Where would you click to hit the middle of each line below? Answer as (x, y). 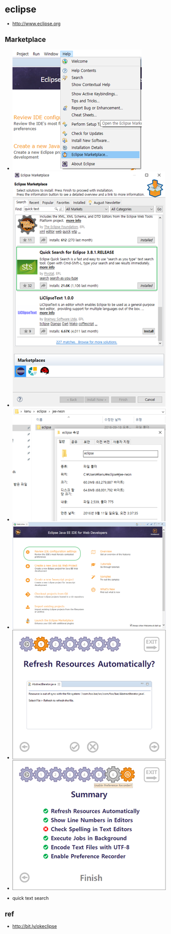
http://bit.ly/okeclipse (34, 926)
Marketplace (26, 40)
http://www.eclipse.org (36, 24)
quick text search (30, 898)
